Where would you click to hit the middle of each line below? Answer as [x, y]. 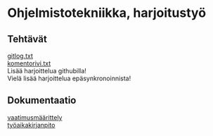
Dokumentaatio [42, 100]
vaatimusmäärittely [35, 117]
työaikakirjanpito [31, 125]
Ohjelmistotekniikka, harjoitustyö [106, 13]
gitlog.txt [20, 56]
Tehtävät [27, 39]
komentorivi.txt [29, 63]
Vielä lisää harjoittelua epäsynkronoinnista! [69, 78]
